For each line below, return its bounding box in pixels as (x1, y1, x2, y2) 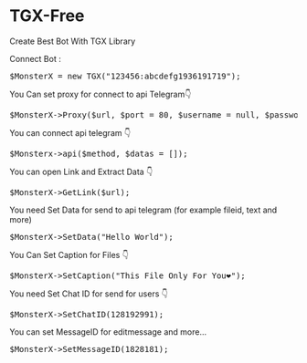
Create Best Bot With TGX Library (9, 36, 136, 47)
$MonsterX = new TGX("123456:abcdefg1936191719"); (9, 70, 241, 81)
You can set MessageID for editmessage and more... (9, 326, 207, 337)
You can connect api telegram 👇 (9, 127, 131, 138)
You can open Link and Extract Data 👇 (9, 166, 153, 177)
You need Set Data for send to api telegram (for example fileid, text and (9, 204, 278, 215)
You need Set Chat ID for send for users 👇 (9, 288, 169, 299)
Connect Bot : (9, 53, 61, 64)
